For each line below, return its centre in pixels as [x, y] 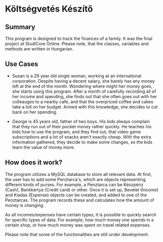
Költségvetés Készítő [49, 9]
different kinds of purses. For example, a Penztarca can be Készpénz [74, 184]
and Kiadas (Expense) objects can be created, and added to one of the [76, 195]
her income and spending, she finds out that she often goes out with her [84, 96]
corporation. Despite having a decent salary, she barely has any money [83, 81]
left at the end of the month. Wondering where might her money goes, [82, 86]
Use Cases [22, 64]
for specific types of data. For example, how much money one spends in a [80, 220]
